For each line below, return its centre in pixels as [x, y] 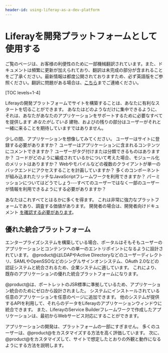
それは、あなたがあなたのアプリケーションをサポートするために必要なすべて [84, 115]
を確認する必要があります [46, 212]
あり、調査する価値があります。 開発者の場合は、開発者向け [84, 206]
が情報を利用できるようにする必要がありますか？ [56, 189]
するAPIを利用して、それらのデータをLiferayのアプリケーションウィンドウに [83, 303]
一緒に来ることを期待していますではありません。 [56, 128]
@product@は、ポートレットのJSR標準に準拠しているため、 [68, 285]
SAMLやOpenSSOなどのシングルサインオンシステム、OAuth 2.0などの [87, 261]
